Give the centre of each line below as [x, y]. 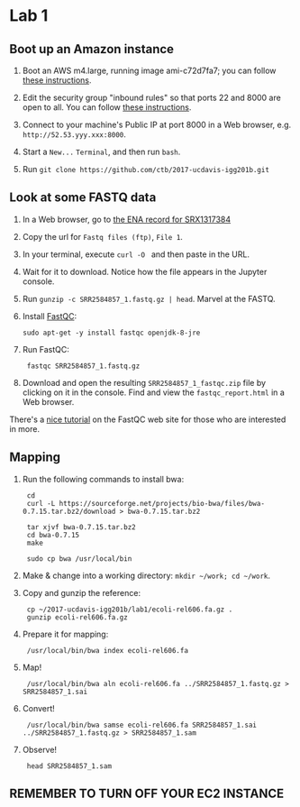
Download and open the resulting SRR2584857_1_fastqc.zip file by [144, 382]
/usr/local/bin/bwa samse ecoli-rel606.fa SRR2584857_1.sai [142, 725]
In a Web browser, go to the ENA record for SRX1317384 [127, 219]
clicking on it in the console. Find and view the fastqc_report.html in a [154, 392]
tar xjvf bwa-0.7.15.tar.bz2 [82, 527]
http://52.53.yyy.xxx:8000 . [74, 134]
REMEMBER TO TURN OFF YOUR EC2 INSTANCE [147, 794]
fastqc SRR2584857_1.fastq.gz [83, 366]
